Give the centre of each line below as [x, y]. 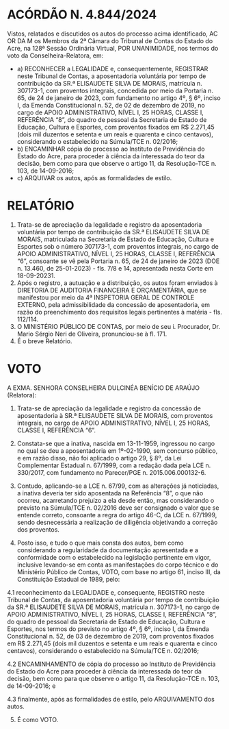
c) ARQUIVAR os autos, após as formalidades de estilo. [94, 177]
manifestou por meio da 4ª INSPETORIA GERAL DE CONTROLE [106, 297]
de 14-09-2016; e [31, 686]
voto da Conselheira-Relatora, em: [55, 55]
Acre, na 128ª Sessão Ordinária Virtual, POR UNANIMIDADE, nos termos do [113, 48]
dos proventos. [38, 529]
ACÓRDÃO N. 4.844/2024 [82, 15]
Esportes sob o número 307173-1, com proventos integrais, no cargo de [118, 246]
